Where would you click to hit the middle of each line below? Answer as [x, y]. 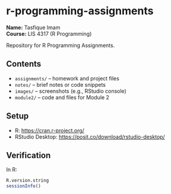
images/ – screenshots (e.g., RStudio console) [70, 91]
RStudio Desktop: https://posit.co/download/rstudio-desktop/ [90, 137]
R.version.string [28, 181]
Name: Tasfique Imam [33, 27]
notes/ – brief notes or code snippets [60, 85]
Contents [24, 64]
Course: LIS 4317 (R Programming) [49, 33]
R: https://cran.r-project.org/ [50, 130]
